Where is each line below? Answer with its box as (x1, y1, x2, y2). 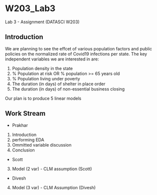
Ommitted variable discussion (12, 142, 72, 148)
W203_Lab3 (5, 3, 56, 14)
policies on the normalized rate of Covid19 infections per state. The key (5, 51, 147, 57)
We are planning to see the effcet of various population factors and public (5, 45, 153, 51)
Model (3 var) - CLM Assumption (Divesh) (12, 184, 96, 190)
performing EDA (12, 136, 45, 143)
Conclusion (12, 147, 35, 153)
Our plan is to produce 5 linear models (5, 95, 81, 101)
